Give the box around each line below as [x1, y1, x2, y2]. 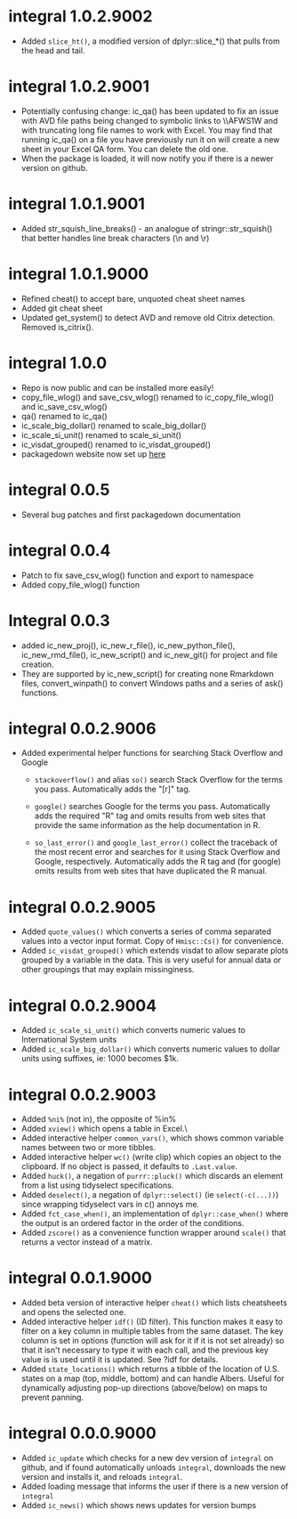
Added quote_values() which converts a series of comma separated [20, 926, 272, 937]
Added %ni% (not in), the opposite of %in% [20, 1114, 177, 1125]
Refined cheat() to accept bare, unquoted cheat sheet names [20, 293, 245, 304]
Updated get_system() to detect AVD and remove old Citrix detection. [20, 312, 276, 322]
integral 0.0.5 [8, 479, 110, 500]
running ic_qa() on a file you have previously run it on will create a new [20, 134, 280, 144]
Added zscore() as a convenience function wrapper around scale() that [20, 1227, 286, 1239]
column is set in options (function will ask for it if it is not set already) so [20, 1336, 285, 1346]
